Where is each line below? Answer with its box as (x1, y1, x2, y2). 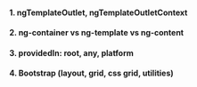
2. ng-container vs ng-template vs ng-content (9, 28, 185, 38)
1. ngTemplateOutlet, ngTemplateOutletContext (9, 7, 188, 18)
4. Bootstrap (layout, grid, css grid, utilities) (9, 67, 174, 79)
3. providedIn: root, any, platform (9, 47, 134, 58)
